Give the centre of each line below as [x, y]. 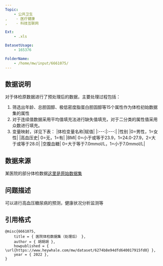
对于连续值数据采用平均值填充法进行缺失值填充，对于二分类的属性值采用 [85, 120]
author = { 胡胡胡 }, [35, 242]
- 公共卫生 [23, 14]
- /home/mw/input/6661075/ [41, 63]
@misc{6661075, [20, 231]
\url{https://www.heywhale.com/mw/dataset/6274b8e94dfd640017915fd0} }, [81, 250]
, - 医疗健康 [20, 19]
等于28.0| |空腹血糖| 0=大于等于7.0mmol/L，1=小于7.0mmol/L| [83, 144]
